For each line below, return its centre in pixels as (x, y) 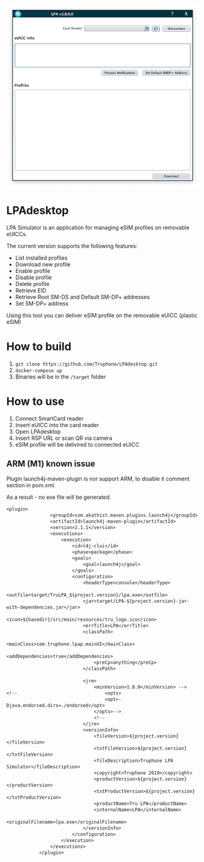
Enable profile (33, 271)
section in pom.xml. (31, 485)
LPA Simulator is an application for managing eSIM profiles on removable (98, 227)
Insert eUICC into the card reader (57, 425)
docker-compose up (38, 371)
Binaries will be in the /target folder (60, 377)
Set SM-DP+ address (42, 303)
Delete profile (32, 283)
